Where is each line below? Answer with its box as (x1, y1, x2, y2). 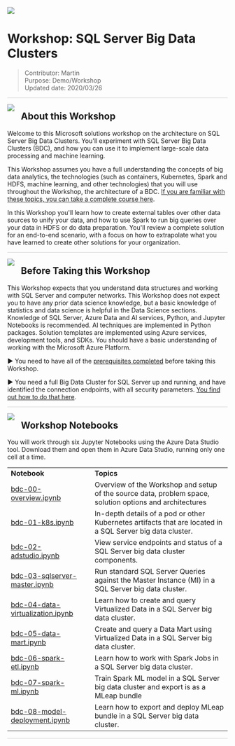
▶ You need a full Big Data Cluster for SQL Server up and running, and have (7, 378, 226, 386)
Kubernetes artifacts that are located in (94, 518, 222, 527)
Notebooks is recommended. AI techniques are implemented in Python (7, 321, 211, 329)
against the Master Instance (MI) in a (94, 575, 215, 585)
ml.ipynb (10, 686, 39, 696)
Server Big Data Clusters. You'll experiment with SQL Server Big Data (7, 137, 206, 145)
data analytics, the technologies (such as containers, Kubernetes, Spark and (7, 172, 227, 181)
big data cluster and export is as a (94, 682, 206, 692)
